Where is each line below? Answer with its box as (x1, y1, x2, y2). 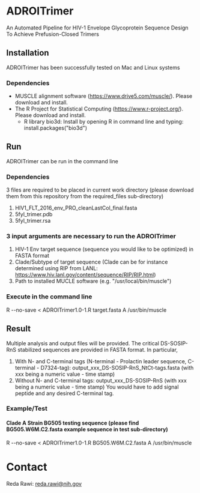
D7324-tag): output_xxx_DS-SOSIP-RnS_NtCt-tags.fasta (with (40, 364, 194, 371)
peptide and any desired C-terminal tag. (14, 389, 114, 397)
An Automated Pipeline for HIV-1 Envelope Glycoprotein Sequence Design (6, 24, 189, 31)
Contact (6, 460, 47, 474)
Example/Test (6, 404, 48, 413)
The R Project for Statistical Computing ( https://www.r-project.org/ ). (14, 105, 184, 112)
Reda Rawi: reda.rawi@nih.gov (6, 480, 82, 487)
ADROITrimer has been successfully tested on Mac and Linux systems (6, 64, 180, 71)
